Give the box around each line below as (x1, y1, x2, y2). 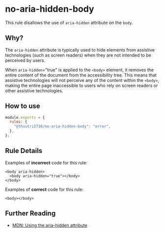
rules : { (9, 119, 27, 125)
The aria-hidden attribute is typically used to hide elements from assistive (5, 47, 155, 52)
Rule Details (5, 147, 43, 155)
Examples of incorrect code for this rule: (5, 159, 87, 165)
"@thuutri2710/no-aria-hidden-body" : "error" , (14, 124, 111, 129)
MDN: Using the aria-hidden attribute (12, 222, 87, 228)
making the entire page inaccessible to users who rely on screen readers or (5, 82, 158, 88)
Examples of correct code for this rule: (5, 186, 83, 192)
